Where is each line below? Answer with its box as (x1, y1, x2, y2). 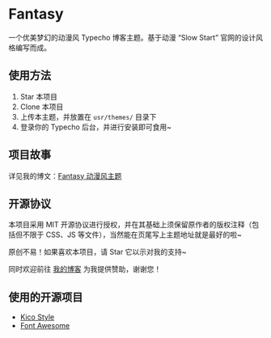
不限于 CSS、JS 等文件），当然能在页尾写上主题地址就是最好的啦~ (22, 230, 243, 239)
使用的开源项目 (8, 290, 83, 304)
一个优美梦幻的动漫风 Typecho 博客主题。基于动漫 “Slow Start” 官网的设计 (8, 32, 256, 42)
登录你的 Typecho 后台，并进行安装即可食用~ (19, 122, 172, 132)
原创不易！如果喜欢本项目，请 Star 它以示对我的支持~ (8, 247, 187, 257)
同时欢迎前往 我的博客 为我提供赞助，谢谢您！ (8, 264, 162, 274)
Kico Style (19, 312, 55, 322)
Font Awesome (19, 321, 70, 331)
